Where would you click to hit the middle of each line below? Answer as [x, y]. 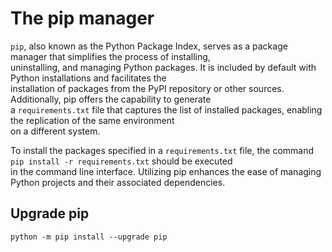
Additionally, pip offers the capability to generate [111, 99]
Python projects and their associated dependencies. [118, 182]
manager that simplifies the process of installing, [110, 56]
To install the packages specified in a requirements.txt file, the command [162, 150]
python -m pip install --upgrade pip [89, 237]
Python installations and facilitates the [88, 78]
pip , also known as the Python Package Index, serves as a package [149, 46]
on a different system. [55, 131]
